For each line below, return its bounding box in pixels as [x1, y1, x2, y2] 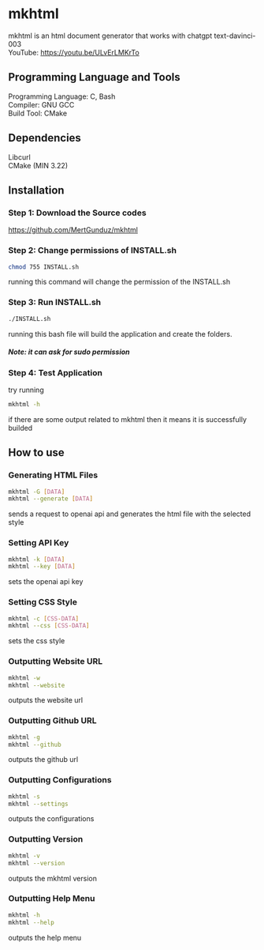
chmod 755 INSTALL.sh [8, 262, 80, 271]
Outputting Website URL [8, 656, 103, 667]
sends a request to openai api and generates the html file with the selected [8, 509, 251, 518]
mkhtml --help [8, 918, 55, 926]
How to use [8, 446, 65, 459]
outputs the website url [8, 696, 84, 705]
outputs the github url [8, 755, 79, 764]
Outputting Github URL [8, 715, 97, 726]
